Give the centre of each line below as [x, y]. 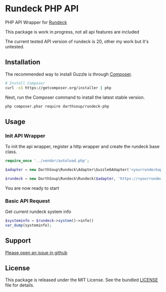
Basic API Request [28, 201]
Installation [23, 62]
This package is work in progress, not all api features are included [72, 32]
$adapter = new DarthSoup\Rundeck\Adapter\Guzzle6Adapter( [67, 169]
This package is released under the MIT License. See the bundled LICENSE [82, 280]
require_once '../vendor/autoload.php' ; [47, 161]
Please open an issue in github [36, 252]
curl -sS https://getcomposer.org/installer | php [58, 88]
